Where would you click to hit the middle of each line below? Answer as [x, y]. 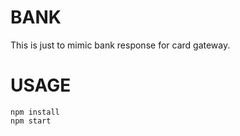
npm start [31, 121]
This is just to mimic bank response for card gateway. [120, 45]
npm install [35, 112]
